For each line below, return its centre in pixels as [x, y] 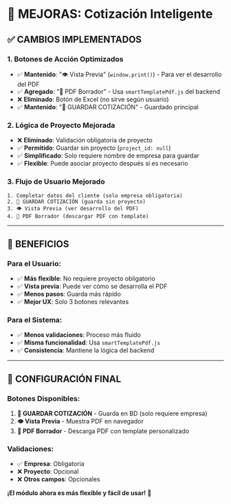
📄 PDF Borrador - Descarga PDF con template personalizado [103, 431]
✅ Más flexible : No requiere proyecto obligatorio [86, 278]
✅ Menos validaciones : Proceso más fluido [79, 335]
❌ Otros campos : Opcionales [59, 479]
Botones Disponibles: [44, 398]
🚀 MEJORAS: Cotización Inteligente [110, 14]
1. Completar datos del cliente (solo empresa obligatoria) [95, 196]
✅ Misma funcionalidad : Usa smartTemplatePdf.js [88, 342]
